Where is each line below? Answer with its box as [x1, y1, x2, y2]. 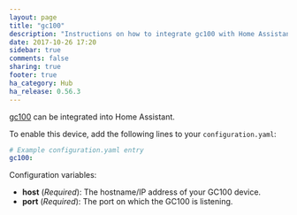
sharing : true [9, 63, 62, 72]
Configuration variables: [9, 170, 97, 180]
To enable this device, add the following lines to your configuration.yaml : [9, 128, 277, 139]
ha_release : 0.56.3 [9, 87, 81, 96]
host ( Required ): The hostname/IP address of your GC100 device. [21, 187, 262, 197]
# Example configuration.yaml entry [9, 145, 144, 155]
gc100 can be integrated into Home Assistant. [9, 111, 175, 122]
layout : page [9, 12, 57, 22]
